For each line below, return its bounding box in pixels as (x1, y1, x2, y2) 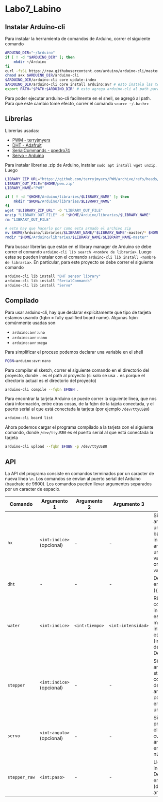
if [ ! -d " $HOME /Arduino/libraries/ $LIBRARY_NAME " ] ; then (5, 194, 130, 199)
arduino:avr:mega (12, 340, 48, 345)
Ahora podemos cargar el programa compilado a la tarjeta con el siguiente (5, 424, 154, 430)
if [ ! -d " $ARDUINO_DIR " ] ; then (5, 55, 75, 59)
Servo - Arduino (12, 153, 45, 158)
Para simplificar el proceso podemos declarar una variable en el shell (5, 349, 143, 355)
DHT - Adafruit (12, 142, 42, 148)
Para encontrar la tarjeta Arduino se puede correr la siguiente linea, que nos (5, 396, 157, 401)
